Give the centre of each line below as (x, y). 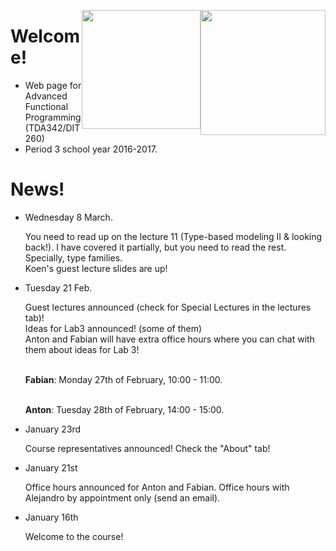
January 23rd (53, 429)
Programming (53, 117)
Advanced (46, 96)
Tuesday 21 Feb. (58, 287)
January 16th (51, 517)
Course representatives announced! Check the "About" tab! (147, 448)
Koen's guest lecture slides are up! (96, 268)
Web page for (53, 85)
